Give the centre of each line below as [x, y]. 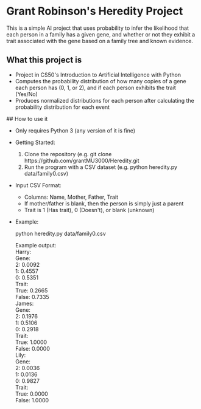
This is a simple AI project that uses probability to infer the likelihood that [97, 28]
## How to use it [27, 119]
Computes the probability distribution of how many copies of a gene [101, 81]
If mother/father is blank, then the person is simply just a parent [104, 203]
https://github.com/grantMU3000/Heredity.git [82, 160]
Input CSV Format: [38, 185]
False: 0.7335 [32, 297]
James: [24, 303]
